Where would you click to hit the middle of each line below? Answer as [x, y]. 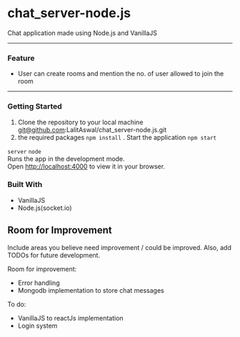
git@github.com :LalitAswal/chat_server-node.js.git [92, 129]
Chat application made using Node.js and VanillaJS [82, 33]
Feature [21, 58]
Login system [37, 326]
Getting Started [35, 106]
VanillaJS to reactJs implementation [70, 318]
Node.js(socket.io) [45, 208]
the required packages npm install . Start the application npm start [117, 137]
